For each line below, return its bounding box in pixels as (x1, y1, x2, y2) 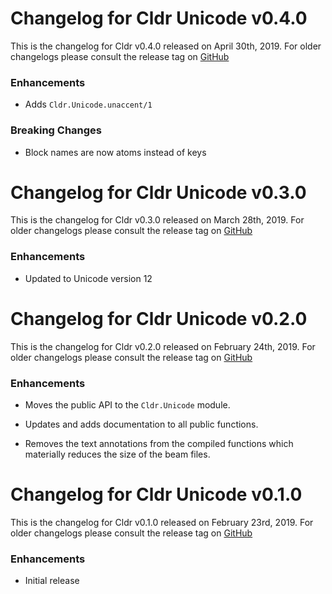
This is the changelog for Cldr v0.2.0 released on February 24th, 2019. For (10, 340, 316, 352)
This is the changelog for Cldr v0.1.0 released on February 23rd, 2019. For (10, 516, 314, 528)
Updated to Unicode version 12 (24, 272, 153, 284)
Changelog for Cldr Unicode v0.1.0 (10, 483, 303, 506)
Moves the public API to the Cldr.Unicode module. (24, 399, 231, 411)
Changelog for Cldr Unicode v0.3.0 (10, 181, 307, 204)
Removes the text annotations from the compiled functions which (24, 438, 294, 449)
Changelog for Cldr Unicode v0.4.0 (10, 7, 308, 30)
